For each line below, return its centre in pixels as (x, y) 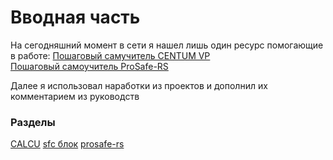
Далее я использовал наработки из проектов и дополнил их (139, 85)
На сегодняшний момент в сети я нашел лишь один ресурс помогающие (167, 45)
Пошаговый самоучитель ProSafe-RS (89, 66)
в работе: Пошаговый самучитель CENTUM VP (110, 55)
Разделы (33, 122)
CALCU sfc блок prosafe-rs (67, 144)
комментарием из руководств (75, 96)
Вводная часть (75, 17)
